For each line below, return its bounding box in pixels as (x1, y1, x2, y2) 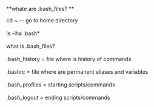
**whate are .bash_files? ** (6, 5, 75, 12)
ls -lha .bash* (6, 30, 40, 37)
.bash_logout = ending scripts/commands (6, 94, 110, 101)
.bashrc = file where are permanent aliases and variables (6, 68, 149, 75)
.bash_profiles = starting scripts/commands (6, 81, 115, 88)
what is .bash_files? (6, 42, 56, 50)
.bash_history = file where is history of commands (6, 56, 132, 62)
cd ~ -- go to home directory (6, 17, 78, 24)
